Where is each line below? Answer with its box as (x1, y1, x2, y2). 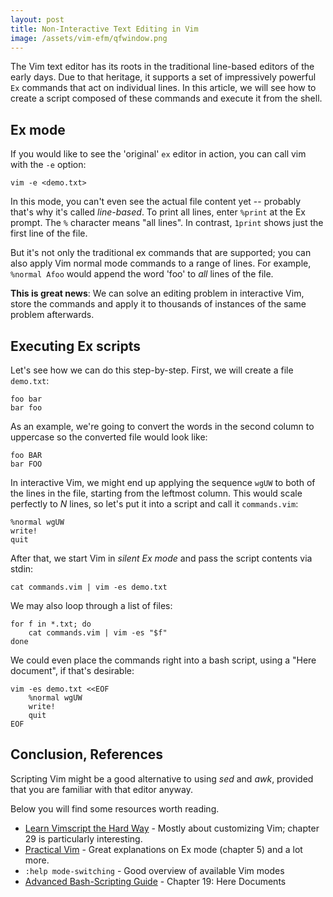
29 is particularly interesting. (24, 832, 143, 845)
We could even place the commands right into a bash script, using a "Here (10, 654, 317, 666)
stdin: (10, 563, 34, 575)
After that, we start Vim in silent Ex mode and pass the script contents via (10, 552, 313, 564)
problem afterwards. (10, 309, 95, 321)
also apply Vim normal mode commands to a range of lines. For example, (10, 257, 312, 270)
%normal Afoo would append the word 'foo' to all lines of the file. (10, 268, 274, 280)
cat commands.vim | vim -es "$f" (28, 628, 168, 638)
